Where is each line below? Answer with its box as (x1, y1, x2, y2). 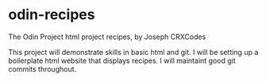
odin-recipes (8, 6, 95, 24)
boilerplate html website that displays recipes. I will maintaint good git (8, 56, 236, 65)
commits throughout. (8, 64, 77, 73)
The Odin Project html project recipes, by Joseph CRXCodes (8, 32, 206, 41)
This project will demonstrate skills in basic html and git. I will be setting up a (8, 47, 259, 57)
